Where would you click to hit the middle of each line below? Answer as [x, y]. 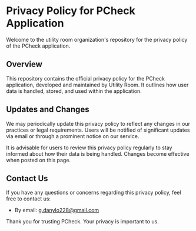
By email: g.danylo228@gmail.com [57, 210]
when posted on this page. [39, 160]
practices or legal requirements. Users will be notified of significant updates [98, 130]
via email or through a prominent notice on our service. [73, 136]
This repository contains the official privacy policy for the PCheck [85, 78]
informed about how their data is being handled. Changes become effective [98, 153]
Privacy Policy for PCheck [71, 11]
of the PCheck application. [38, 46]
